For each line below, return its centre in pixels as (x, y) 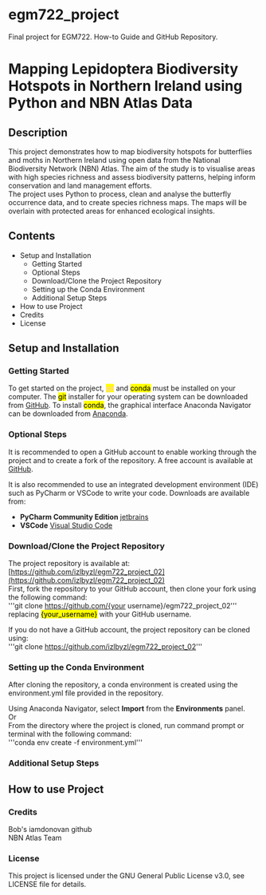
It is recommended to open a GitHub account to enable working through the (133, 452)
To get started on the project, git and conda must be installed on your (122, 388)
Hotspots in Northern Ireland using (125, 86)
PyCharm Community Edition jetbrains (84, 517)
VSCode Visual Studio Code (66, 525)
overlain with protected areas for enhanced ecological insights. (111, 211)
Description (38, 132)
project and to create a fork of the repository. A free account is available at (131, 460)
